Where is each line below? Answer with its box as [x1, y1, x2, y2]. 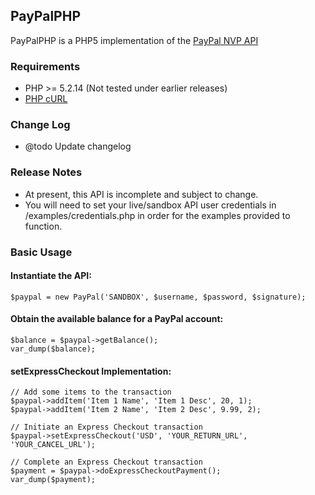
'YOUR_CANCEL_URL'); [10, 440, 97, 450]
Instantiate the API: [10, 270, 92, 282]
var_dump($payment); [10, 475, 97, 485]
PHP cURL [24, 93, 68, 105]
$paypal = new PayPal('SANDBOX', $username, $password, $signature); [10, 292, 307, 302]
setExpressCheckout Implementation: [10, 365, 172, 377]
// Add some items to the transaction [10, 387, 172, 398]
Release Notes [10, 165, 83, 179]
